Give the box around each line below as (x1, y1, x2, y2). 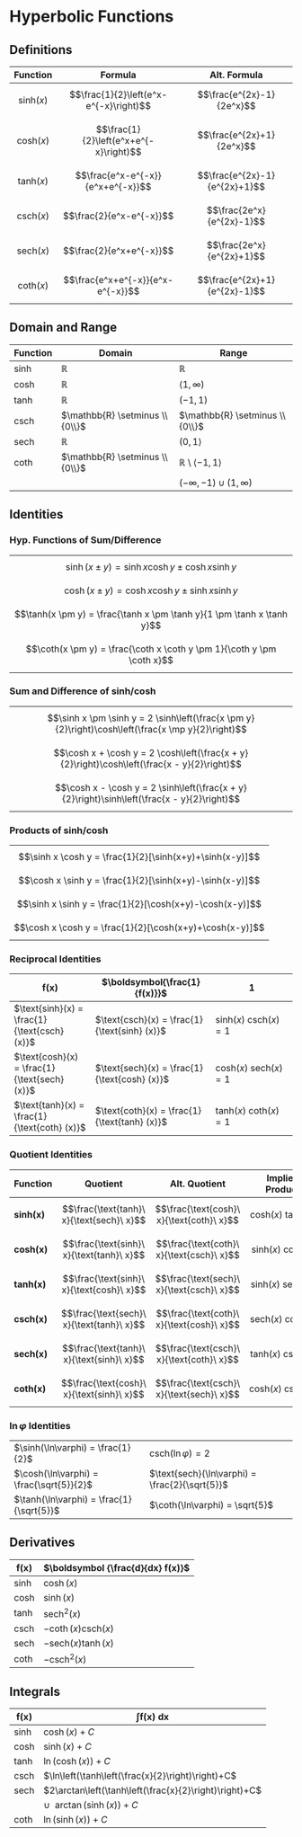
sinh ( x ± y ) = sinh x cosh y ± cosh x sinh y (66, 560, 236, 572)
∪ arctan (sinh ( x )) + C (43, 1799, 138, 1812)
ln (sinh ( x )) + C (43, 1814, 108, 1826)
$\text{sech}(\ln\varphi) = (149, 1467, 257, 1479)
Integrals (9, 1683, 61, 1699)
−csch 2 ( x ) (43, 1652, 87, 1666)
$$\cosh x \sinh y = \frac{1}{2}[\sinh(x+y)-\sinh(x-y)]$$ (18, 874, 261, 887)
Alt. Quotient (169, 1177, 226, 1190)
